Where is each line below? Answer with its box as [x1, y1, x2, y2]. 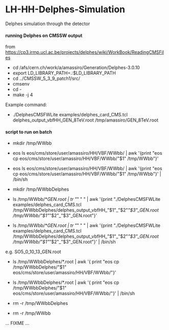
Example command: [5, 101, 47, 108]
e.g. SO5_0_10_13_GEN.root [5, 249, 61, 255]
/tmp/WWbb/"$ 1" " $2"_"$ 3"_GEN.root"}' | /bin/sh [12, 239, 116, 245]
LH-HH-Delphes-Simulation [5, 4, 126, 15]
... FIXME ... [5, 320, 30, 326]
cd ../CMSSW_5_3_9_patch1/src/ [12, 75, 81, 81]
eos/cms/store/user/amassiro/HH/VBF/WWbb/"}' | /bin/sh [12, 291, 135, 297]
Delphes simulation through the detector [5, 20, 90, 27]
